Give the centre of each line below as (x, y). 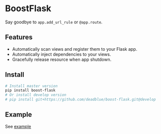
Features (19, 37)
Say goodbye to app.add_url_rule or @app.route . (54, 22)
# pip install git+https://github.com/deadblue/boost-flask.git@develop (80, 100)
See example (18, 126)
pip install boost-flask (30, 91)
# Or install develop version (36, 95)
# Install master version (31, 86)
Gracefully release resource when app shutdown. (62, 59)
